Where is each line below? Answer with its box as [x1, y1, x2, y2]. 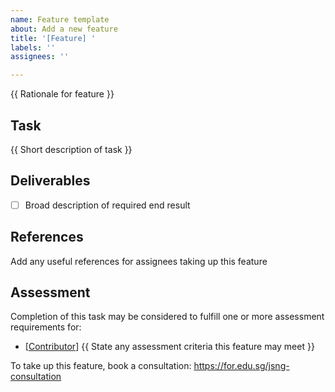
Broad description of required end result [24, 199, 191, 211]
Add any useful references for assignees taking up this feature [10, 255, 268, 267]
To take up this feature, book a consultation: [10, 360, 192, 372]
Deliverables [10, 172, 91, 190]
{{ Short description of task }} [10, 143, 133, 155]
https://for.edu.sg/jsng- [193, 360, 290, 372]
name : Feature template [10, 14, 110, 25]
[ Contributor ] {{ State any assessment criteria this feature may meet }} [24, 341, 315, 353]
